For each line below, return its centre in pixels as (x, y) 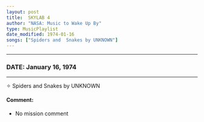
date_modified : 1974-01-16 (40, 35)
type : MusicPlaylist (32, 29)
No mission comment (42, 114)
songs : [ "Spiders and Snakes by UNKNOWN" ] (62, 40)
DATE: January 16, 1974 (42, 67)
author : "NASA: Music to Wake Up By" (54, 23)
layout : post (23, 12)
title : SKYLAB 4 (28, 18)
